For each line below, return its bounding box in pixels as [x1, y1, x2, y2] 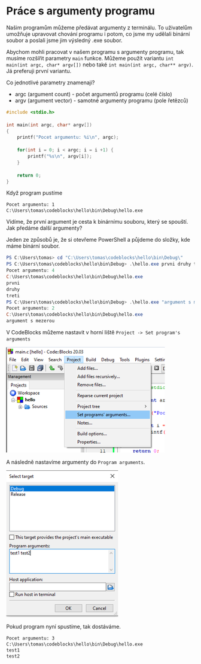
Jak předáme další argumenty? [6, 224, 83, 232]
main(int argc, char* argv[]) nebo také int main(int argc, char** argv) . [6, 61, 193, 68]
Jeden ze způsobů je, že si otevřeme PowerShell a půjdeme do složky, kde [6, 236, 190, 243]
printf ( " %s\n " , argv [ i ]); [28, 154, 93, 160]
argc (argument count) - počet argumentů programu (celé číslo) [14, 90, 172, 98]
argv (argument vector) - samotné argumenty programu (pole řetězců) [14, 97, 188, 104]
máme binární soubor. [6, 242, 60, 249]
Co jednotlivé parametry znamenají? [6, 79, 95, 86]
